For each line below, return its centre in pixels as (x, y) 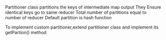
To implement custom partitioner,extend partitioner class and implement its (82, 27)
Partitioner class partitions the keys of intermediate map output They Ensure (83, 7)
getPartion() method (26, 32)
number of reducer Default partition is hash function (58, 18)
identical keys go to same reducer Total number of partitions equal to (76, 12)
